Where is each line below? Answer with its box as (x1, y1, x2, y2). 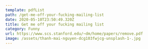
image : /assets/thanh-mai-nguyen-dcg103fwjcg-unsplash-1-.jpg (5, 36, 141, 41)
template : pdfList (5, 7, 45, 13)
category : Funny (5, 27, 40, 32)
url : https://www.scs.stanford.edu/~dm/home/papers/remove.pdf (5, 31, 143, 36)
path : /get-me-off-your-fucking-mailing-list (5, 12, 104, 17)
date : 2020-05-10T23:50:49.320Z (5, 17, 74, 22)
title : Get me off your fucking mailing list (5, 21, 104, 27)
